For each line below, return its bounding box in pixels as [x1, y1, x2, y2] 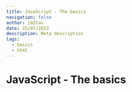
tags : [6, 36, 20, 42]
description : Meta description [6, 31, 84, 37]
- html [11, 47, 28, 53]
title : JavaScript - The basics [6, 8, 86, 15]
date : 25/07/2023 [6, 25, 49, 31]
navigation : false [6, 14, 52, 20]
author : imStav [6, 20, 44, 26]
